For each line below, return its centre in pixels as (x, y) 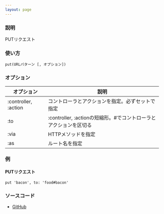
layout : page (18, 10)
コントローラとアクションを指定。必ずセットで (102, 101)
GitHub (19, 207)
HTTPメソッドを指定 (72, 134)
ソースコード (20, 195)
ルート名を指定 (65, 143)
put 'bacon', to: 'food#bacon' (37, 182)
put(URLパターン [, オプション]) (36, 65)
